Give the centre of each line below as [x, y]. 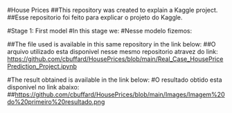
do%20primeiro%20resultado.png [56, 102]
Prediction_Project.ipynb [42, 66]
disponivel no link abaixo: [43, 87]
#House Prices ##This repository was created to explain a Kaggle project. [113, 10]
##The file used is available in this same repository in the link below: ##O [111, 44]
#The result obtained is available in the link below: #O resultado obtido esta [115, 80]
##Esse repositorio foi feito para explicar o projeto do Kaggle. [95, 17]
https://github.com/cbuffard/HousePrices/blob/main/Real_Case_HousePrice [115, 59]
